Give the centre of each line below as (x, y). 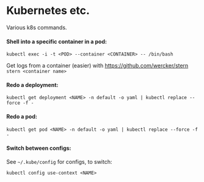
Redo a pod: (22, 116)
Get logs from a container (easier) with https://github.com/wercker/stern (97, 66)
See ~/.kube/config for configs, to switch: (59, 161)
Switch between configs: (39, 148)
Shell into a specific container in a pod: (56, 41)
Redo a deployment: (32, 85)
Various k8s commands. (37, 27)
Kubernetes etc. (48, 11)
